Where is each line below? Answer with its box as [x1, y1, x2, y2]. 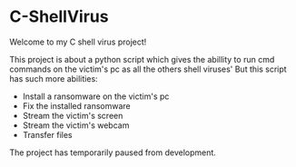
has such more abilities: [9, 73, 98, 83]
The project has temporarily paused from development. [9, 147, 216, 158]
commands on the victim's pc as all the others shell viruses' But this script [9, 64, 288, 74]
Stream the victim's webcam [22, 120, 130, 131]
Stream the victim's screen [22, 110, 123, 121]
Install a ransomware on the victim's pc [22, 91, 170, 102]
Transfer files [22, 129, 73, 140]
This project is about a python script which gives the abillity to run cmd [9, 54, 275, 64]
